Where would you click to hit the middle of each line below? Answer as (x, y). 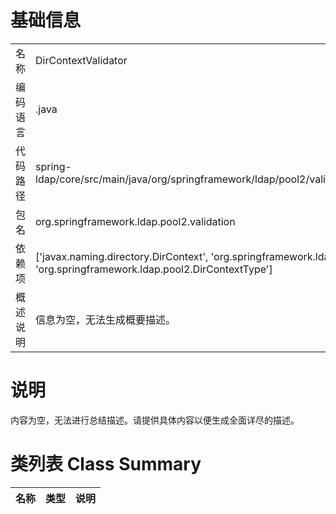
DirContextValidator (81, 60)
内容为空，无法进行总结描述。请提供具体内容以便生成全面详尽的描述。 (155, 420)
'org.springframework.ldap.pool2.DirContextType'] (154, 269)
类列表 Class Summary (106, 464)
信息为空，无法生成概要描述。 (106, 319)
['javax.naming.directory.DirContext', (122, 256)
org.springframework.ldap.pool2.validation (135, 221)
